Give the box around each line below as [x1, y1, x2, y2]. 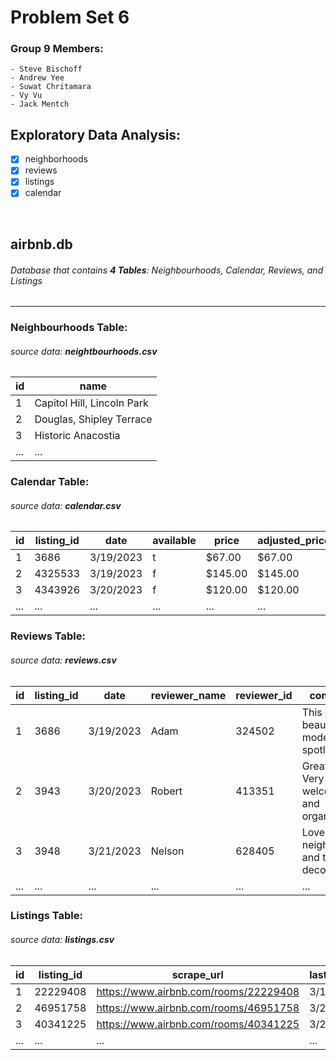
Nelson [150, 844, 185, 858]
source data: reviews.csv [10, 654, 117, 666]
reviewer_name [150, 688, 227, 702]
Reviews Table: [10, 629, 86, 643]
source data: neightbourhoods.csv [10, 345, 158, 357]
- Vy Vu [10, 91, 43, 101]
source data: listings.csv [10, 934, 115, 946]
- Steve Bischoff [10, 64, 83, 75]
